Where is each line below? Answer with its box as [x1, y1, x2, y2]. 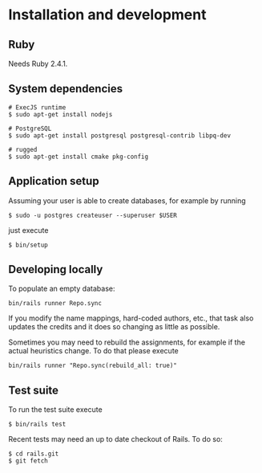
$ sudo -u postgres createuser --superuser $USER [8, 211, 178, 219]
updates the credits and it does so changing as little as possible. [8, 322, 220, 332]
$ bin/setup [8, 241, 48, 249]
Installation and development [8, 6, 207, 24]
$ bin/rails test [8, 420, 67, 429]
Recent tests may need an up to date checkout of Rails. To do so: [8, 434, 223, 444]
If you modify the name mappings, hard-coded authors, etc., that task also [8, 313, 254, 323]
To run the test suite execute [8, 405, 103, 414]
